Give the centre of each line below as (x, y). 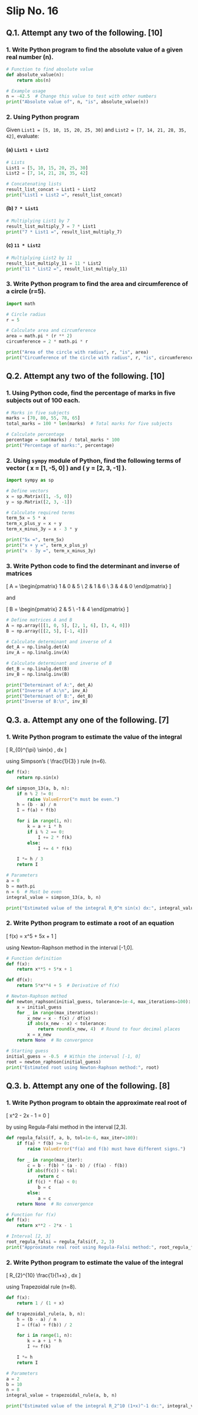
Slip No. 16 (32, 11)
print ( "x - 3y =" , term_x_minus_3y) (51, 551)
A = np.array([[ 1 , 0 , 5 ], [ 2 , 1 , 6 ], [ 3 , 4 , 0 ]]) (68, 626)
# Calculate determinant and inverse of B (59, 663)
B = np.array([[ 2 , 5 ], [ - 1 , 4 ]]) (47, 631)
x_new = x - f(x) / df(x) (59, 1018)
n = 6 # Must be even (34, 892)
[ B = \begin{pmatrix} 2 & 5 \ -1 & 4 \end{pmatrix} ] (67, 609)
